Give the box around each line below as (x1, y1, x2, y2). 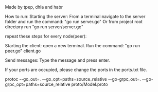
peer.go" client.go (5, 48, 41, 54)
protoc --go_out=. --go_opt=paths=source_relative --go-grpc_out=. (5, 76, 141, 82)
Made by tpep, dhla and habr (5, 4, 63, 10)
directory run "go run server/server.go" (5, 24, 84, 30)
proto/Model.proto (71, 81, 108, 87)
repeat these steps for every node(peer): (5, 34, 87, 39)
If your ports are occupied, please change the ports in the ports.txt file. (5, 67, 147, 73)
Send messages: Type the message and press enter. (5, 57, 110, 63)
